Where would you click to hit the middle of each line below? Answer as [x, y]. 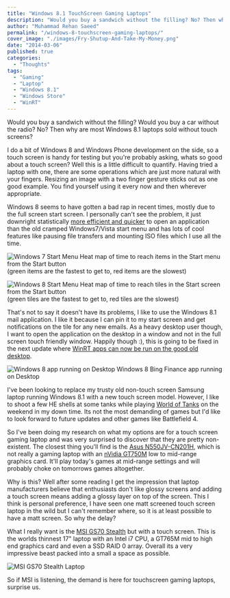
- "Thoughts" [32, 64]
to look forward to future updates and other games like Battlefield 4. [103, 419]
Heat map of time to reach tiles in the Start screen [150, 284]
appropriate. [25, 193]
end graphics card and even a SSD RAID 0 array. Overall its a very [100, 546]
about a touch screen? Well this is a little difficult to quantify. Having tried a [113, 164]
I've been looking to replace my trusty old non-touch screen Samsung [106, 389]
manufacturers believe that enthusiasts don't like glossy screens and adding [115, 489]
